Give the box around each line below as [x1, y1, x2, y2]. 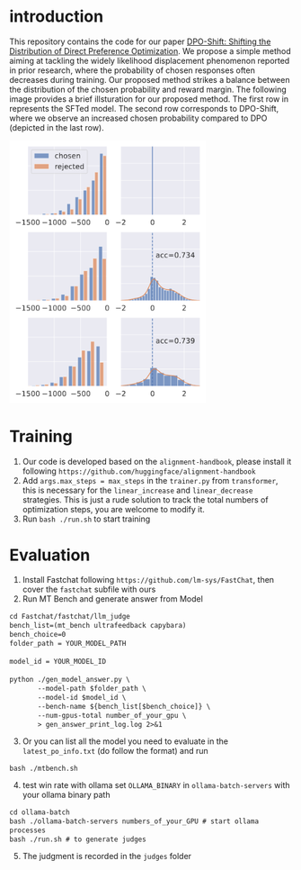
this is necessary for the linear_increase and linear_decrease [22, 485, 253, 495]
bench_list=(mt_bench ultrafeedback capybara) [9, 621, 187, 630]
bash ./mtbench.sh [9, 764, 78, 774]
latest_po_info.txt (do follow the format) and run [22, 746, 208, 757]
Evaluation [9, 545, 91, 565]
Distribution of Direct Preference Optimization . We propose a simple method [9, 45, 291, 56]
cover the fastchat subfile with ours [22, 584, 156, 595]
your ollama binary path [22, 790, 111, 801]
